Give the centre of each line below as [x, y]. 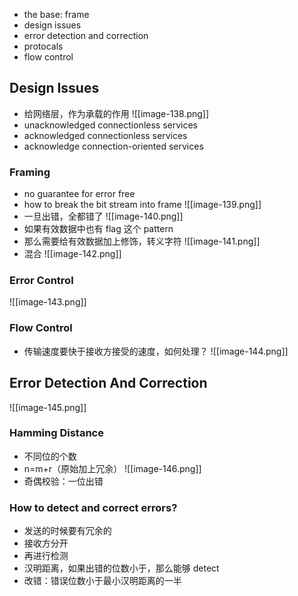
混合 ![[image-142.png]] [72, 254]
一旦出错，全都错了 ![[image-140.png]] [103, 216]
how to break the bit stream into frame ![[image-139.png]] [142, 205]
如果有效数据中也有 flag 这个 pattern [98, 229]
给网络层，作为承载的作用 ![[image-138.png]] [116, 113]
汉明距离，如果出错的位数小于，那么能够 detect [121, 568]
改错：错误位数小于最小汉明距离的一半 [102, 581]
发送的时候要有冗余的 [67, 531]
